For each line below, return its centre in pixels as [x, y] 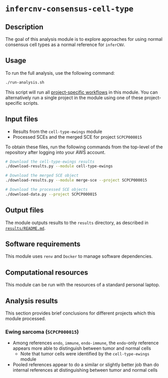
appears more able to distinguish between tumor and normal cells [82, 348]
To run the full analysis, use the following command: [60, 73]
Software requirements [43, 244]
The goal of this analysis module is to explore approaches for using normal [84, 39]
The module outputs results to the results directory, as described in [77, 223]
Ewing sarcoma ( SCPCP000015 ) [42, 331]
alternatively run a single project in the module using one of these [74, 97]
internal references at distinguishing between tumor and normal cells [85, 370]
